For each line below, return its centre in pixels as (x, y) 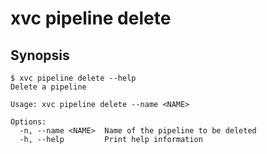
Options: (28, 122)
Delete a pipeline (48, 87)
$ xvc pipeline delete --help (73, 78)
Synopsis (40, 55)
